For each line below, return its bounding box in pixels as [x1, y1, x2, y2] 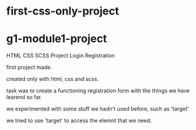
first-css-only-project [6, 4, 119, 18]
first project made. [6, 63, 53, 71]
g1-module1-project [6, 32, 107, 46]
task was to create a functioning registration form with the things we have [6, 87, 190, 94]
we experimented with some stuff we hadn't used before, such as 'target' [6, 105, 189, 112]
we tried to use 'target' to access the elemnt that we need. [6, 117, 152, 125]
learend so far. [6, 94, 42, 101]
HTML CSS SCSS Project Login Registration [6, 52, 115, 59]
